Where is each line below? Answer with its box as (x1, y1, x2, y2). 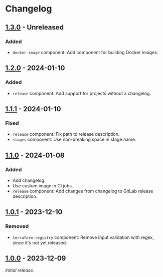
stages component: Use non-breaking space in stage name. (12, 136, 136, 143)
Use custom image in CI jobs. (12, 182, 73, 188)
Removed (5, 223, 29, 230)
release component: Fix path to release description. (12, 131, 120, 137)
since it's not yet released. (12, 239, 67, 245)
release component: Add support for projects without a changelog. (12, 90, 151, 96)
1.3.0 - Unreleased (5, 23, 64, 32)
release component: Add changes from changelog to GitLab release (12, 188, 154, 194)
